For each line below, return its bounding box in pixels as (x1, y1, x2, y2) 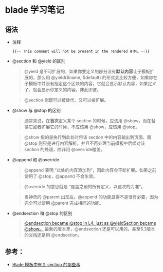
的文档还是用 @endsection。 (24, 232, 82, 238)
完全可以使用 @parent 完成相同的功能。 (24, 200, 104, 206)
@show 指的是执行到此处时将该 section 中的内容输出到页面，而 (24, 135, 152, 140)
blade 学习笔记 (5, 4, 65, 16)
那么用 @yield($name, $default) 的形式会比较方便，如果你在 (37, 75, 158, 80)
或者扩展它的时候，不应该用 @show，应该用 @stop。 (33, 124, 140, 130)
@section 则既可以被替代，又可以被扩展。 (24, 97, 109, 103)
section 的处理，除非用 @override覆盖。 (24, 147, 106, 152)
